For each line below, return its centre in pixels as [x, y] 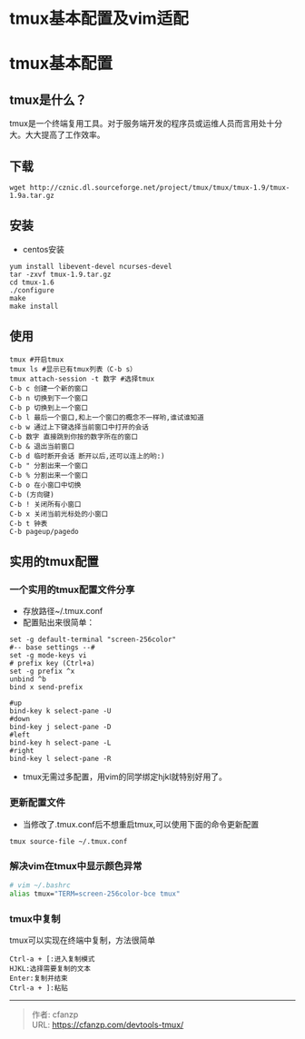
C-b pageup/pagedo [44, 531]
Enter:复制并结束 [39, 978]
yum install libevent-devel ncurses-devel [91, 266]
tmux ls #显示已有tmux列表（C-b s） [73, 369]
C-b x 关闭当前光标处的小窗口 [59, 514]
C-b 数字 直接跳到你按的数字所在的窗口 [74, 437]
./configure [32, 290]
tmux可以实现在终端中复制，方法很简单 [83, 940]
